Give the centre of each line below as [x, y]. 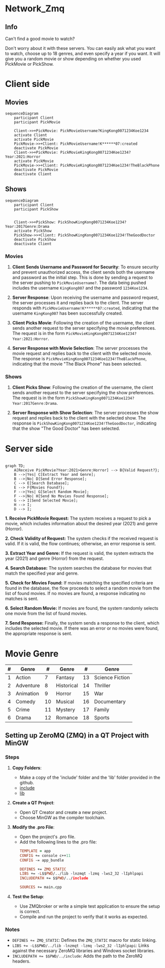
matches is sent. [22, 599]
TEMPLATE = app [35, 851]
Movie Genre [32, 653]
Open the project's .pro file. [47, 837]
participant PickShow [36, 209]
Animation [27, 694]
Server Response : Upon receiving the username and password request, [85, 297]
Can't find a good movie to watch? [40, 39]
